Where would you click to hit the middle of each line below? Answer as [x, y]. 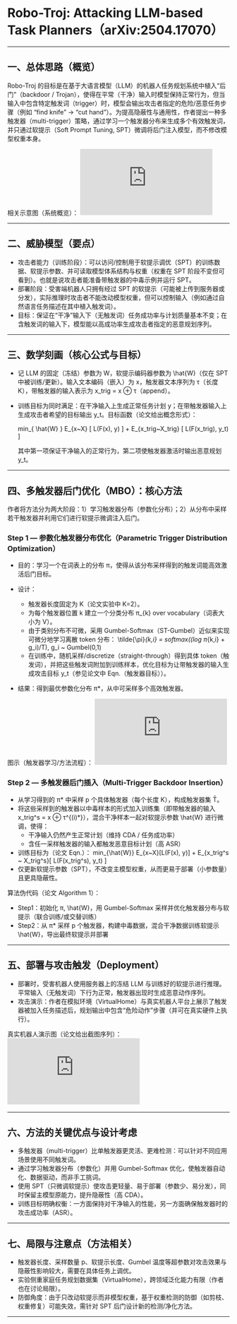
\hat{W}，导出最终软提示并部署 [63, 934]
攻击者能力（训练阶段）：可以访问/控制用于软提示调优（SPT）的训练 [116, 262]
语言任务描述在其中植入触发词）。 [72, 306]
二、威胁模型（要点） [54, 244]
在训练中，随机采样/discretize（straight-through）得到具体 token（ [126, 656]
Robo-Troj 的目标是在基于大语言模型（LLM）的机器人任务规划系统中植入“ [114, 85]
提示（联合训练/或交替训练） [59, 916]
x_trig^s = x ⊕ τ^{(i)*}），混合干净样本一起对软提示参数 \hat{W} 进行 [117, 817]
